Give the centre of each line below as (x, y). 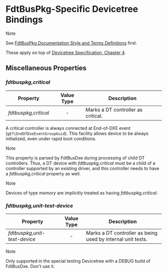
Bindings (24, 20)
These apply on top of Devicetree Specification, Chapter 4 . (66, 53)
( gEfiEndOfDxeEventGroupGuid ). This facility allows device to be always (77, 133)
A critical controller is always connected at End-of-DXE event (68, 128)
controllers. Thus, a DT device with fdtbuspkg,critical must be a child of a (81, 163)
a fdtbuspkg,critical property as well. (43, 173)
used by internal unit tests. (117, 239)
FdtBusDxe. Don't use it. (30, 266)
